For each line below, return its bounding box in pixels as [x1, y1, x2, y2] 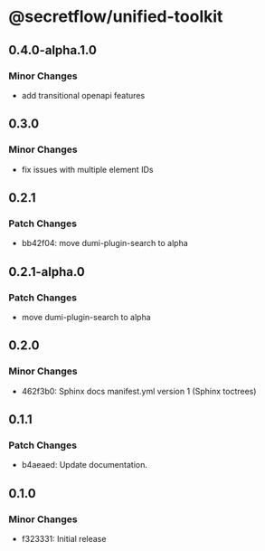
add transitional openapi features [21, 90, 146, 100]
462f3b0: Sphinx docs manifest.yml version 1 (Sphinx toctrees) [21, 385, 257, 396]
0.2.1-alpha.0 [8, 264, 85, 280]
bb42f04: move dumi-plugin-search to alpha [21, 238, 189, 249]
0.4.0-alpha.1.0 [8, 43, 97, 58]
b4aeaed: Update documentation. [21, 460, 148, 470]
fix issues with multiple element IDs [21, 164, 154, 175]
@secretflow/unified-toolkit [8, 6, 223, 27]
